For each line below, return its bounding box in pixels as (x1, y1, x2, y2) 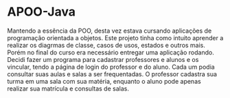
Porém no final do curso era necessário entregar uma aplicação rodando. (7, 48, 214, 56)
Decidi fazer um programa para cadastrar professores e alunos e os (7, 55, 199, 63)
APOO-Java (7, 4, 76, 20)
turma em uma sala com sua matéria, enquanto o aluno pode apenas (7, 77, 201, 85)
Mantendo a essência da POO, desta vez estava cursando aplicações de (7, 27, 212, 35)
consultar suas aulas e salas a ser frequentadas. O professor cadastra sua (7, 69, 218, 78)
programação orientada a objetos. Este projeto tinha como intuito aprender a (7, 33, 224, 42)
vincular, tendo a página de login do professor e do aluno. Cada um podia (7, 63, 215, 71)
